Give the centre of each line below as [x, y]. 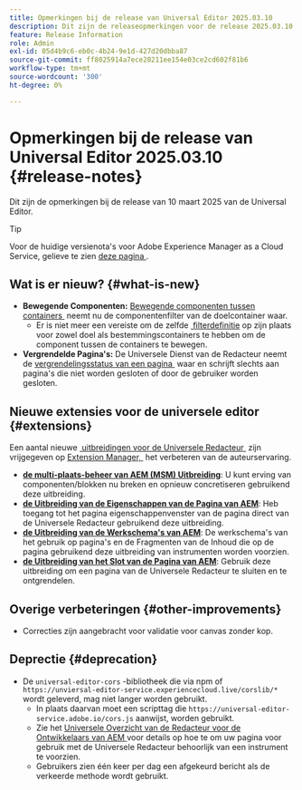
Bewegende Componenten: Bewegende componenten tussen [139, 306]
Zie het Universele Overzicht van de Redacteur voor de [138, 727]
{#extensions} [51, 425]
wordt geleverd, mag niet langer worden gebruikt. [115, 698]
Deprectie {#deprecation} [84, 659]
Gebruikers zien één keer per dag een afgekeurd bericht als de [153, 766]
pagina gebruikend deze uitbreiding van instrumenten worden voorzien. [156, 552]
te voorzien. [58, 756]
